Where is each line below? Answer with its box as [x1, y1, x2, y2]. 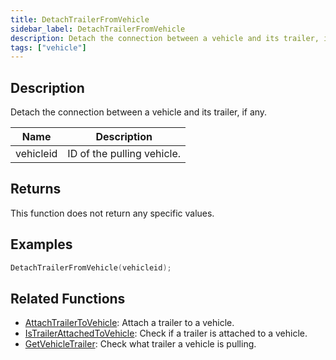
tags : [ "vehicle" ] [10, 42, 87, 53]
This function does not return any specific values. [10, 207, 215, 219]
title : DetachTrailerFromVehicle [10, 14, 150, 25]
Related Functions [10, 290, 126, 307]
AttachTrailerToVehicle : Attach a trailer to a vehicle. [24, 317, 235, 329]
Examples [10, 236, 73, 253]
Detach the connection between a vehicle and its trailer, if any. [10, 106, 268, 118]
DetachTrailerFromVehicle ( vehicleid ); [10, 262, 172, 273]
